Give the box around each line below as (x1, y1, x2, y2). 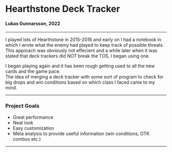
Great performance (12, 114, 54, 120)
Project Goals (5, 102, 40, 109)
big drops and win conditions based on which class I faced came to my (5, 79, 155, 85)
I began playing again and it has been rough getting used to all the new (5, 63, 155, 69)
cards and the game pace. (5, 68, 61, 74)
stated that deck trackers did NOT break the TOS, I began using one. (5, 53, 150, 59)
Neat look (12, 119, 33, 126)
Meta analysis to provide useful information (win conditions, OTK (12, 130, 150, 137)
